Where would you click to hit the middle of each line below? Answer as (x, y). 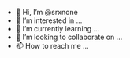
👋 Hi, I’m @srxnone (47, 12)
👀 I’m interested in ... (49, 20)
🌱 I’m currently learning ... (58, 29)
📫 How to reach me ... (52, 46)
